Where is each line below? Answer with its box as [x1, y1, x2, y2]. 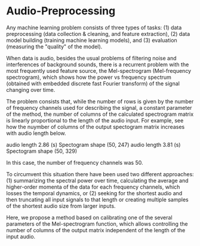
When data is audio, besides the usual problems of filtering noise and [6, 54, 177, 61]
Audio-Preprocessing [6, 4, 116, 18]
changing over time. [6, 86, 56, 93]
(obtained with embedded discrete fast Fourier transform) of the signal [6, 79, 180, 87]
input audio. [6, 233, 36, 240]
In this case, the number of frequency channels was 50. [6, 159, 143, 166]
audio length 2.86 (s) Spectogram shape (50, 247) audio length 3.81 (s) [6, 141, 181, 148]
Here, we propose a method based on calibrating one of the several [6, 214, 173, 221]
